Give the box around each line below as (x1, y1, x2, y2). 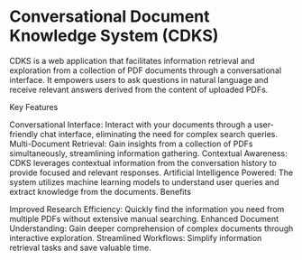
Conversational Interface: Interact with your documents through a (9, 119, 252, 130)
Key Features (9, 101, 59, 112)
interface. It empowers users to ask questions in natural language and (9, 74, 269, 85)
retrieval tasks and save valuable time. (9, 242, 151, 253)
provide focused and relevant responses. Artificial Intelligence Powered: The (9, 167, 294, 178)
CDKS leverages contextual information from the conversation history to (9, 157, 277, 168)
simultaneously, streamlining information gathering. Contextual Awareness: (9, 147, 288, 159)
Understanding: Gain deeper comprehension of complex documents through (9, 223, 294, 234)
